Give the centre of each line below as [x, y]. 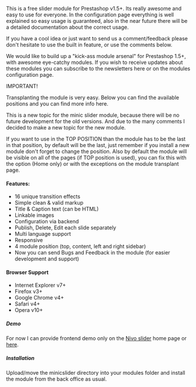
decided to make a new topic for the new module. [66, 128]
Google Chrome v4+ [39, 298]
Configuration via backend [47, 222]
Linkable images [34, 215]
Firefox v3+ [28, 291]
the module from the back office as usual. [57, 379]
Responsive [28, 240]
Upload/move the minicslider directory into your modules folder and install [96, 373]
